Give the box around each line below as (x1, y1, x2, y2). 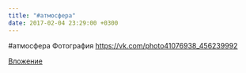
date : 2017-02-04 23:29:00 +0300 (8, 19, 119, 27)
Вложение (8, 56, 44, 66)
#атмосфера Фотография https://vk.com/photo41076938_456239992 (8, 40, 238, 50)
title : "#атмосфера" (8, 11, 77, 20)
